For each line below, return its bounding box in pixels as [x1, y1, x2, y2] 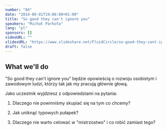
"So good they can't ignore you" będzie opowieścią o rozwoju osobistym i [5, 75, 157, 82]
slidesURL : [5, 40, 28, 45]
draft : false [5, 44, 32, 49]
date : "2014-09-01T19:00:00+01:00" [5, 12, 79, 17]
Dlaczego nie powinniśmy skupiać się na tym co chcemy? [12, 100, 131, 106]
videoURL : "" [5, 35, 32, 40]
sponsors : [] [5, 30, 32, 35]
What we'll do [5, 63, 49, 71]
